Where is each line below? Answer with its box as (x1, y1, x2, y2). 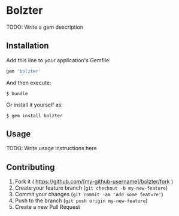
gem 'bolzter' (6, 68, 42, 74)
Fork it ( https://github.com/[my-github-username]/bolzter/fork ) (14, 178, 174, 185)
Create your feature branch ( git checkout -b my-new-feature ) (14, 184, 168, 191)
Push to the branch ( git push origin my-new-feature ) (14, 197, 148, 204)
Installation (6, 41, 49, 51)
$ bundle (6, 90, 28, 96)
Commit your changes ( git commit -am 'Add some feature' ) (14, 191, 163, 198)
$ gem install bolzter (6, 112, 63, 118)
